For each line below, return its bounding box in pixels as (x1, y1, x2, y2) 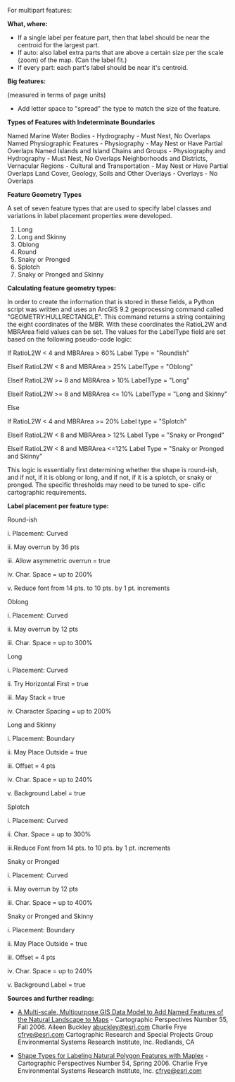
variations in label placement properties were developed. (7, 212, 172, 220)
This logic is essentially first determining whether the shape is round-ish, (7, 466, 219, 474)
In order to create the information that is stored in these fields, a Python (7, 298, 215, 306)
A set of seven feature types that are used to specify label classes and (7, 204, 212, 212)
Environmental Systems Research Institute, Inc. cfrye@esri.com (17, 1066, 202, 1075)
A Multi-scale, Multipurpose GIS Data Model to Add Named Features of (17, 1008, 224, 1016)
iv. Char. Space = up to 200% (7, 570, 93, 578)
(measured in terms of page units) (7, 91, 106, 99)
